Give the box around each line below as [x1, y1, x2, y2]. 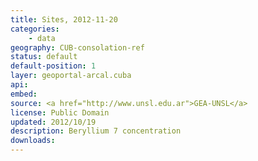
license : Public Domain [10, 107, 110, 118]
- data [28, 33, 56, 43]
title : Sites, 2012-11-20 [10, 14, 118, 25]
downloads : [10, 136, 56, 146]
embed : [10, 89, 38, 99]
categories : [10, 24, 60, 34]
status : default [10, 52, 78, 62]
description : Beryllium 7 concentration [10, 126, 182, 136]
